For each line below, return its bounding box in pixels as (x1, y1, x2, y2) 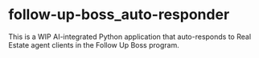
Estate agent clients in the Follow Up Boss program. (8, 40, 179, 49)
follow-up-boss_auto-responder (8, 6, 230, 24)
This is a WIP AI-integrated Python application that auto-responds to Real (8, 32, 252, 41)
